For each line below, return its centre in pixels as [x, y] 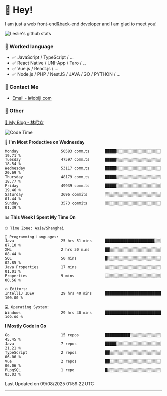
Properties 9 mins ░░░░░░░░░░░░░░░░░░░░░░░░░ [83, 276]
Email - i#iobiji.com [32, 98]
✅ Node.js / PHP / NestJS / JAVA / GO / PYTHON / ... [66, 74]
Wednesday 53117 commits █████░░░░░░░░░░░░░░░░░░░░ [83, 168]
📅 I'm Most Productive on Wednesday [45, 142]
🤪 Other [14, 111]
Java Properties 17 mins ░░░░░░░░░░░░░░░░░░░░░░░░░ [83, 267]
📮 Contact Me [22, 87]
